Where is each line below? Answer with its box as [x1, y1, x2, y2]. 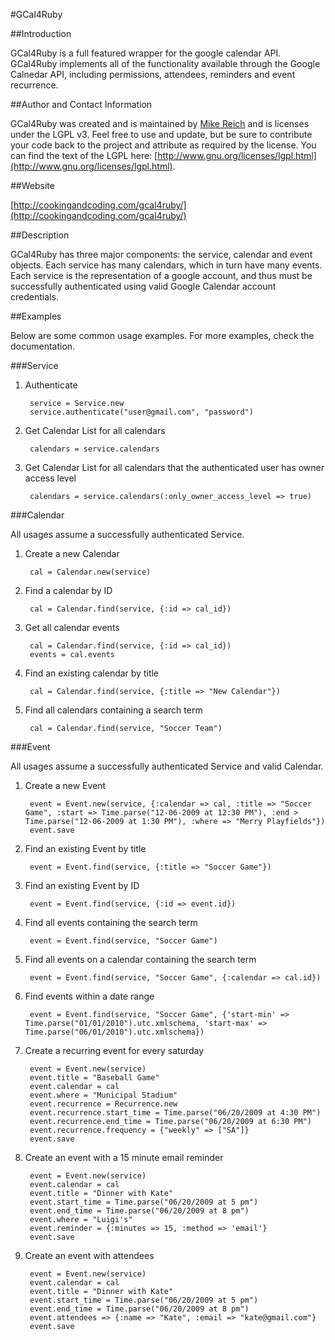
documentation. [10, 340, 76, 352]
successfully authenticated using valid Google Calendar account [10, 280, 277, 292]
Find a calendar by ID [24, 585, 113, 596]
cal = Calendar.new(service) [29, 567, 152, 577]
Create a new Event [24, 780, 107, 791]
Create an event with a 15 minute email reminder [24, 1152, 224, 1163]
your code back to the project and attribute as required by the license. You [10, 139, 317, 151]
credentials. [10, 291, 59, 303]
